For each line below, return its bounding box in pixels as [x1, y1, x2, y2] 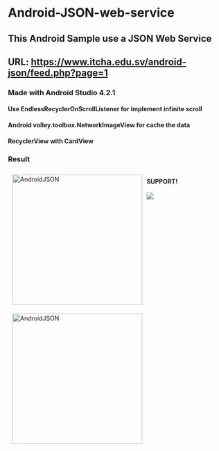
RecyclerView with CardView [8, 137, 94, 145]
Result [8, 154, 30, 164]
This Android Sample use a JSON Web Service [8, 33, 212, 44]
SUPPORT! [146, 177, 178, 186]
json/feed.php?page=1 [8, 67, 108, 79]
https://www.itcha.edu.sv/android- [30, 56, 186, 67]
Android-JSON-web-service [8, 5, 175, 21]
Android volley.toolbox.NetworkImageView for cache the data [8, 121, 191, 129]
